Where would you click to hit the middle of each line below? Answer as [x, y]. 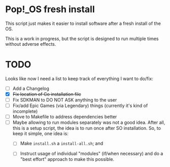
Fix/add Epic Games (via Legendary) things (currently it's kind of [80, 106]
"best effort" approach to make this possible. [67, 159]
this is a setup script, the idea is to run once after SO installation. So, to [87, 128]
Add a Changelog [31, 88]
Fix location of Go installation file [47, 94]
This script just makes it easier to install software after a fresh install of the [83, 23]
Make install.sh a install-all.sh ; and [62, 144]
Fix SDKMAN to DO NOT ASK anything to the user [65, 100]
